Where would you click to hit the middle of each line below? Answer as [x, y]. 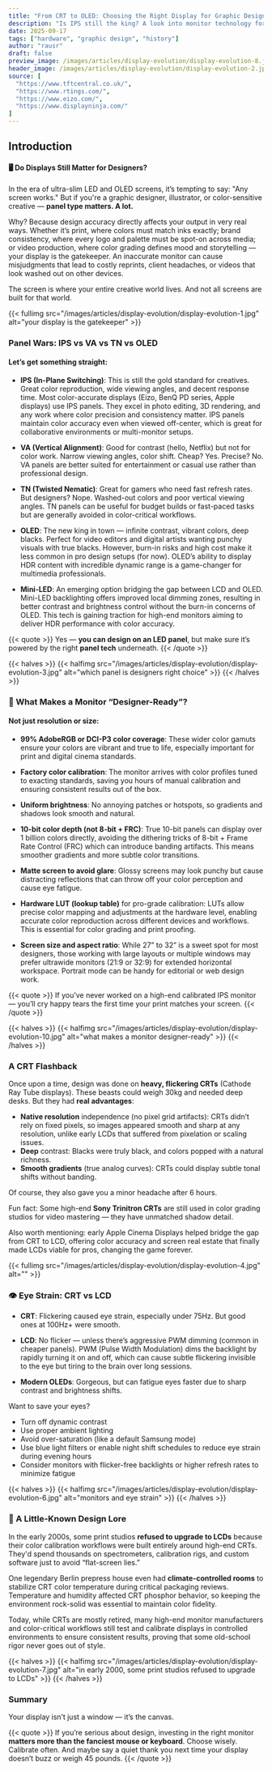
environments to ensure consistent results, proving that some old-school [130, 1637]
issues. [32, 1143]
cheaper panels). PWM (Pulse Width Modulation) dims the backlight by [138, 1349]
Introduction [40, 147]
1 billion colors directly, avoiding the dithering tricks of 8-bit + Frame [134, 837]
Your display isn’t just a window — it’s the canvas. [91, 1717]
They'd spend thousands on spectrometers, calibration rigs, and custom [129, 1554]
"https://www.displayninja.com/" [72, 106]
